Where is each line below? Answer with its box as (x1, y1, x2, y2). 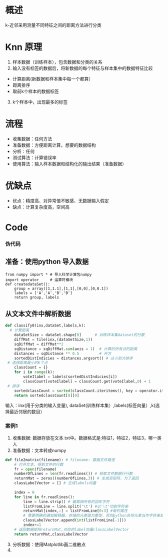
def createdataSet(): (5, 281, 50, 286)
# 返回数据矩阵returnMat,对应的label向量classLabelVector (14, 527, 129, 532)
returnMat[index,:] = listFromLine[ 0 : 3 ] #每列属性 (23, 508, 128, 513)
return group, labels (14, 294, 59, 300)
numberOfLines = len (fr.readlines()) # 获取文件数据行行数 (14, 471, 133, 476)
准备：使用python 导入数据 (5, 257, 89, 266)
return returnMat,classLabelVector (14, 531, 88, 536)
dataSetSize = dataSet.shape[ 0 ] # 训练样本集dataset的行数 (14, 332, 145, 337)
